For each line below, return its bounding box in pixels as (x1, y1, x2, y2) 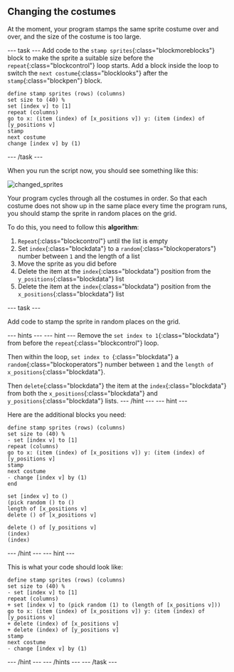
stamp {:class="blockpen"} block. (7, 76, 103, 85)
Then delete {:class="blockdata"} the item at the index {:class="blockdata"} (7, 381, 227, 390)
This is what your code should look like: (7, 562, 123, 571)
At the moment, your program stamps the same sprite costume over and (7, 24, 219, 33)
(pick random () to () (7, 499, 75, 506)
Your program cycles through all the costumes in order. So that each (7, 194, 208, 202)
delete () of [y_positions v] (7, 524, 97, 531)
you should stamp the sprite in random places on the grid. (7, 209, 177, 217)
